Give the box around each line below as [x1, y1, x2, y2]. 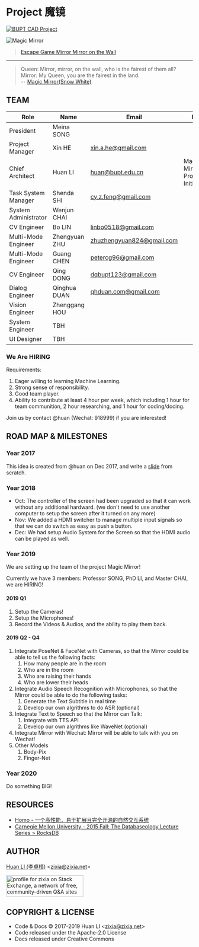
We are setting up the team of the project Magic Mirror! [6, 563, 141, 570]
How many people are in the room [23, 659, 107, 667]
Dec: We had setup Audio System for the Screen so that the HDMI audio [14, 529, 191, 536]
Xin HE [52, 144, 72, 152]
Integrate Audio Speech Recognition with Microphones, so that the [14, 685, 178, 692]
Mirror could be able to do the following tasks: [14, 691, 127, 699]
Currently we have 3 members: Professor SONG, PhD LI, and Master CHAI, [6, 575, 188, 582]
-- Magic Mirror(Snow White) [20, 78, 92, 85]
